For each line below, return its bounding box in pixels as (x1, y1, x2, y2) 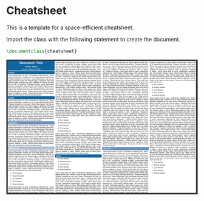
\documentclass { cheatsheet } (6, 48, 78, 54)
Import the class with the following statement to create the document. (6, 35, 181, 43)
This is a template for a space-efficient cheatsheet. (6, 24, 134, 31)
